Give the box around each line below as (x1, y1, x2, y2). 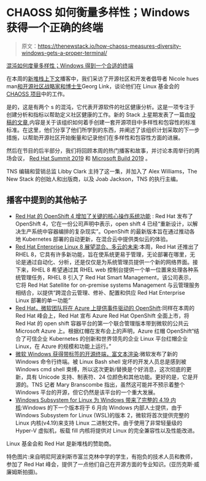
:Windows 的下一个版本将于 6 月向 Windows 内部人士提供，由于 (20, 404, 183, 411)
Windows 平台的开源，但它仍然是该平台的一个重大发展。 (15, 388, 159, 396)
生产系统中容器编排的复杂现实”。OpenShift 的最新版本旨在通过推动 (20, 227, 190, 235)
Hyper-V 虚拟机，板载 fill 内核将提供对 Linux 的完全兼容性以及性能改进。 (15, 426, 198, 434)
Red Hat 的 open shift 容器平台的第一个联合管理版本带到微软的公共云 (15, 319, 189, 327)
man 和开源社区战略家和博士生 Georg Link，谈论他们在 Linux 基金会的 (6, 82, 180, 89)
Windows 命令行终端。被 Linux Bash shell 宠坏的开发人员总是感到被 (15, 358, 187, 365)
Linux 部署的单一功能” (15, 297, 71, 304)
